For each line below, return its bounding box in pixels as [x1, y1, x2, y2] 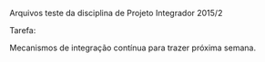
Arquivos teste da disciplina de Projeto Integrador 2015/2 [9, 8, 223, 18]
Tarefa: [9, 25, 36, 35]
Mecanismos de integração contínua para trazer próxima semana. [9, 42, 257, 53]
